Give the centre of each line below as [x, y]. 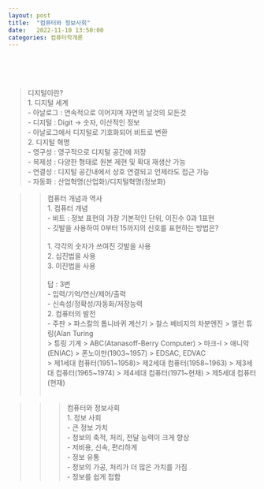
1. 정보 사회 [84, 418]
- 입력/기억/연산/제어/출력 [86, 294]
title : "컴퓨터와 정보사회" [49, 23]
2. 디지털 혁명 [48, 142]
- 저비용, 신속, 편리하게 [102, 447]
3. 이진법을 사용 [71, 266]
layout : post [30, 15]
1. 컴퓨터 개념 [67, 208]
